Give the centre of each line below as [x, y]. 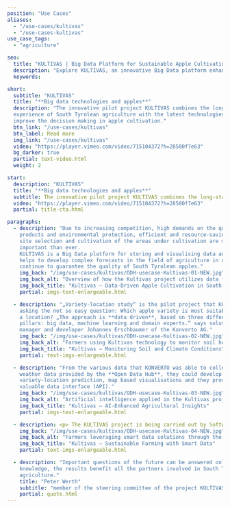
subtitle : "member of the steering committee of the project [108, 488]
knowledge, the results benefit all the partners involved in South [119, 469]
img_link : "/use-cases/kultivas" [61, 140]
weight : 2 [27, 166]
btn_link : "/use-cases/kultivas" [61, 127]
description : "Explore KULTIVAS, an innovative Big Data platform [110, 70]
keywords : [27, 77]
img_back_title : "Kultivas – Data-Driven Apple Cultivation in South [121, 285]
